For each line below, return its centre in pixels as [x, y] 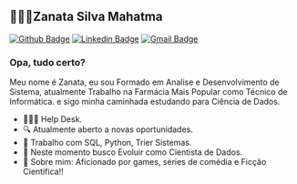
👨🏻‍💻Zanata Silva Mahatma [86, 17]
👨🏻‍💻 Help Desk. [52, 119]
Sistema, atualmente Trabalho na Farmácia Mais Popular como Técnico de [148, 92]
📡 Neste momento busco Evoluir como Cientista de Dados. [133, 152]
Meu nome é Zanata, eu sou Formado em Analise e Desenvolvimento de [144, 82]
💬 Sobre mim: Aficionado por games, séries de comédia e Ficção [144, 162]
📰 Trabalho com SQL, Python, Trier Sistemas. [107, 143]
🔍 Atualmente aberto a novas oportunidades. [108, 129]
